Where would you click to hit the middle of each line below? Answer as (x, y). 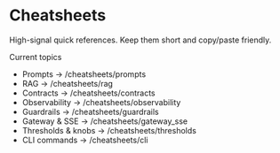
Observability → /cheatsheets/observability (101, 102)
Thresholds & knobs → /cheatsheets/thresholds (109, 130)
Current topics (36, 57)
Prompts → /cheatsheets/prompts (84, 74)
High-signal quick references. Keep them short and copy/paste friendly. (140, 40)
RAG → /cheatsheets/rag (68, 83)
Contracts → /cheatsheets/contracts (88, 93)
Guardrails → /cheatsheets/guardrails (90, 111)
